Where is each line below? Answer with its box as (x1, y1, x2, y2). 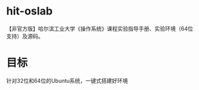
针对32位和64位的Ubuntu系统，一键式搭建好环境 (6, 77, 128, 84)
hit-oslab (6, 4, 53, 18)
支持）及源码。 (6, 32, 44, 40)
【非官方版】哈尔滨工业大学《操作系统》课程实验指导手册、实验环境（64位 (6, 25, 194, 32)
